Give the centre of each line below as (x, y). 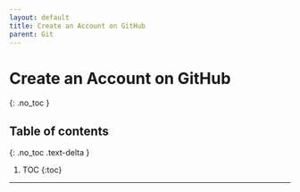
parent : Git (31, 34)
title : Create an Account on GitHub (77, 26)
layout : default (39, 17)
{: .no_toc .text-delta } (50, 153)
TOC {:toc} (42, 170)
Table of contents (59, 131)
